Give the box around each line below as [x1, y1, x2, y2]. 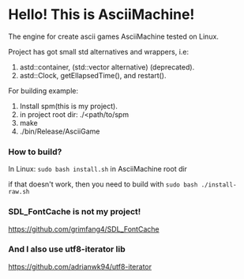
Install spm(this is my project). [19, 101, 118, 111]
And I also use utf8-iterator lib [8, 243, 126, 254]
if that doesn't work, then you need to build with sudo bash [8, 179, 198, 189]
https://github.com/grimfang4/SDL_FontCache [8, 224, 160, 234]
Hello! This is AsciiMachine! [8, 6, 195, 24]
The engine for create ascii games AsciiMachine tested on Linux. [8, 32, 220, 41]
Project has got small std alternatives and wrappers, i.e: [8, 47, 190, 56]
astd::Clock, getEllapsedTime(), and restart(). [19, 70, 167, 80]
